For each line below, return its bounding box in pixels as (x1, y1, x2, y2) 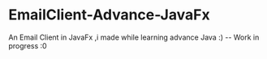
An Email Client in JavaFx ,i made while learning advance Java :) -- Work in (8, 32, 260, 42)
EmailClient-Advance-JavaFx (8, 6, 210, 24)
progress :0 (8, 40, 47, 50)
